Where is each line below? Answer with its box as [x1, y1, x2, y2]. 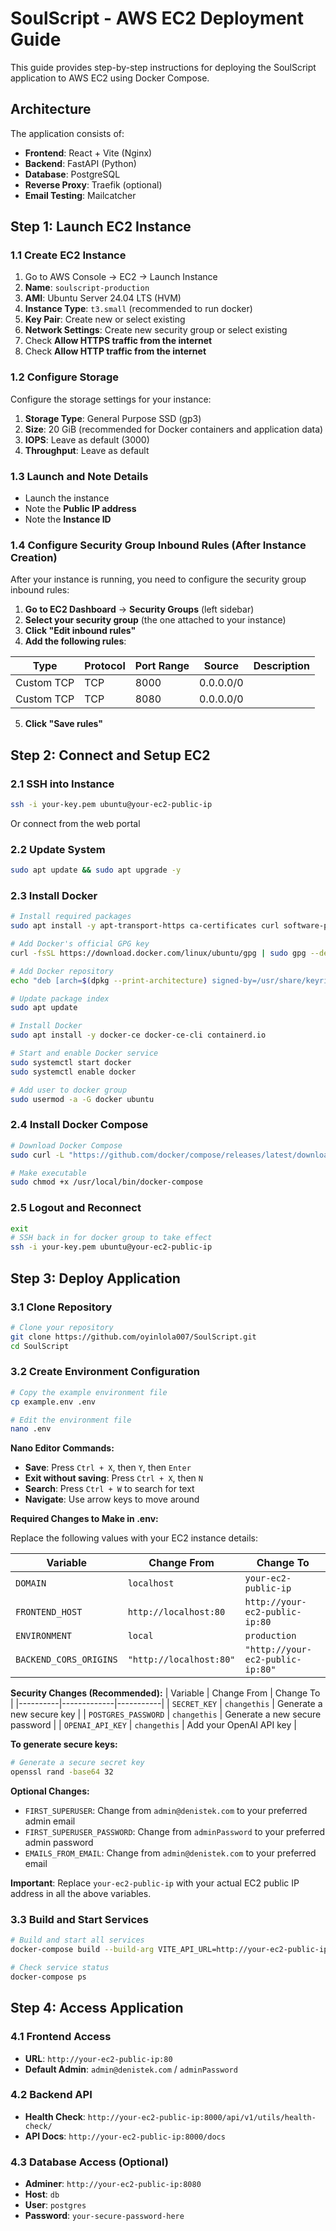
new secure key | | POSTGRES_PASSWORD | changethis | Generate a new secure [10, 1708, 322, 1721]
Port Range [134, 659, 190, 673]
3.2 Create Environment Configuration [10, 1365, 200, 1379]
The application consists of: [10, 127, 125, 139]
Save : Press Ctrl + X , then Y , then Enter [24, 1462, 192, 1474]
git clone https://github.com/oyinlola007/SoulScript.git [10, 1332, 257, 1342]
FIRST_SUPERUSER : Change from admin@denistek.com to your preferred [24, 1805, 308, 1817]
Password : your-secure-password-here [24, 2210, 185, 2222]
